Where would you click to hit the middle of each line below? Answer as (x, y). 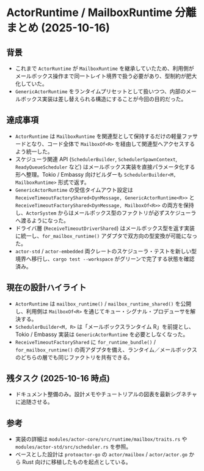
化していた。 (31, 84)
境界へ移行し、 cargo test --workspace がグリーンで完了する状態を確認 (105, 259)
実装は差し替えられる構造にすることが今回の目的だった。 (114, 99)
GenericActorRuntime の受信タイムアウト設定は (74, 190)
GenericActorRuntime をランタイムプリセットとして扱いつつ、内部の (100, 91)
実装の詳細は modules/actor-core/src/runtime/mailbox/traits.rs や (101, 439)
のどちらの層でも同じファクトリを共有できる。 (74, 357)
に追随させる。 (34, 402)
